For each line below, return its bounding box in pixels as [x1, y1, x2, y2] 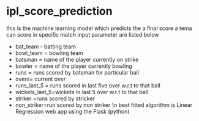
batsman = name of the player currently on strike [15, 56, 139, 63]
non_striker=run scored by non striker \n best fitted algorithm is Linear [15, 101, 193, 108]
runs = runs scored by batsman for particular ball [15, 68, 140, 76]
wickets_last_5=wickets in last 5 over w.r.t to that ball [15, 88, 149, 95]
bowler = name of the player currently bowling [15, 62, 133, 70]
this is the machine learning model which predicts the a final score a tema [6, 24, 192, 32]
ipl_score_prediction [6, 4, 113, 18]
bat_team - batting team [15, 43, 77, 50]
